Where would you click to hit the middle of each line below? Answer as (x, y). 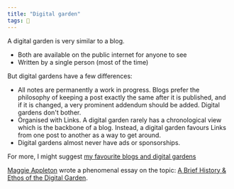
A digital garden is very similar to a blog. (66, 40)
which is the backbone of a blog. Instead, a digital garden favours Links (122, 127)
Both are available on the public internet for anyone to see (102, 55)
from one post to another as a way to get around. (89, 135)
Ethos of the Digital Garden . (48, 178)
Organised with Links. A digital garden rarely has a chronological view (119, 120)
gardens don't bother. (49, 112)
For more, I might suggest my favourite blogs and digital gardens (102, 156)
